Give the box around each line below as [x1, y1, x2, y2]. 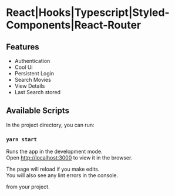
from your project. [6, 183, 50, 191]
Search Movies [14, 77, 51, 83]
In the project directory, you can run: [6, 121, 95, 128]
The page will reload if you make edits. [6, 165, 100, 173]
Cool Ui [14, 64, 33, 71]
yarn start [6, 136, 37, 142]
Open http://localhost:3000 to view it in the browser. [6, 154, 133, 161]
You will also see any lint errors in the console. [6, 172, 119, 179]
